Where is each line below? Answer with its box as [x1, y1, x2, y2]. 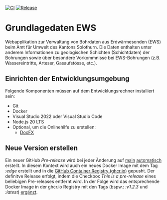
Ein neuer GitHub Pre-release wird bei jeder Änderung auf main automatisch [5, 157, 162, 163]
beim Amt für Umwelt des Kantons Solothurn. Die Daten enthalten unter [5, 44, 152, 50]
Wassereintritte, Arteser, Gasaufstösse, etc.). [5, 60, 97, 66]
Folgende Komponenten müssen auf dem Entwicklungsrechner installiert [5, 87, 155, 93]
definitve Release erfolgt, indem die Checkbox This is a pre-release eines [5, 173, 156, 179]
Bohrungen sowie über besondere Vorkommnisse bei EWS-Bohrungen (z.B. [5, 54, 161, 60]
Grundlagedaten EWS [5, 22, 97, 33]
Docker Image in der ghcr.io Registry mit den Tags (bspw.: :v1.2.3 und [5, 183, 148, 189]
